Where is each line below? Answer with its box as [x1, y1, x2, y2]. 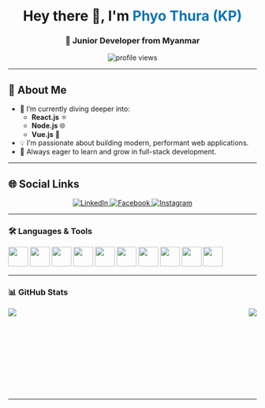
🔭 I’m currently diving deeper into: [19, 104, 130, 113]
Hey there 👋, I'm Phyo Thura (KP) [22, 7, 243, 25]
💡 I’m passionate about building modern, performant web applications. [19, 138, 249, 148]
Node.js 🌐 [31, 121, 65, 131]
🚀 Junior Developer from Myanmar [65, 35, 200, 46]
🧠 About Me [8, 83, 67, 97]
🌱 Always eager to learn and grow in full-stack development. [19, 147, 217, 157]
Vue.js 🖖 [31, 130, 61, 139]
